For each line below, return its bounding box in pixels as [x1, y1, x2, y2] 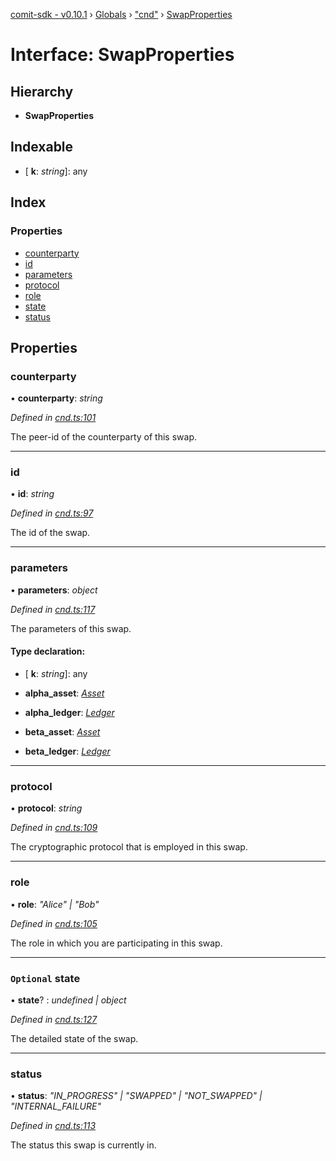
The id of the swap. [10, 527, 91, 539]
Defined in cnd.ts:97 [10, 507, 94, 519]
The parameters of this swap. [10, 622, 132, 634]
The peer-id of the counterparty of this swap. [10, 431, 197, 443]
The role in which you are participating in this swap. [10, 937, 223, 949]
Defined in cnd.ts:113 [10, 1120, 97, 1132]
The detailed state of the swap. [10, 1032, 139, 1044]
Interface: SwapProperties [10, 44, 235, 66]
